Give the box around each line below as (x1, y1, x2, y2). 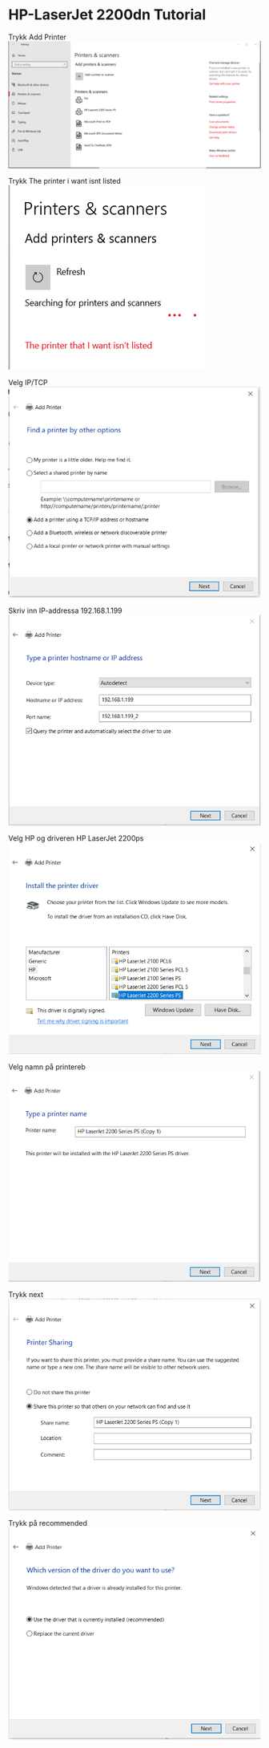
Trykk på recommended (8, 1519, 88, 1528)
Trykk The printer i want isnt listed (8, 176, 122, 185)
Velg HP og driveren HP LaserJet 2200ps (8, 833, 144, 843)
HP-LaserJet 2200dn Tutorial (8, 6, 207, 24)
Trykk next (8, 1290, 44, 1300)
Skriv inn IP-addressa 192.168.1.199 (8, 606, 122, 615)
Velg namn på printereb (8, 1061, 86, 1072)
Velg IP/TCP (8, 377, 48, 387)
